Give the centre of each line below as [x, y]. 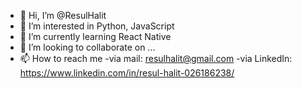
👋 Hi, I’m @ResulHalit [63, 15]
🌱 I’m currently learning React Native [95, 36]
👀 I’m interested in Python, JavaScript [97, 26]
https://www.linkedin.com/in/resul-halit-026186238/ [127, 73]
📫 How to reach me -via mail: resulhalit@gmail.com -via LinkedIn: [156, 58]
